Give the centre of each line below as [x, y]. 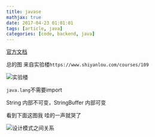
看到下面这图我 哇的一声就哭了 [44, 115]
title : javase [24, 12]
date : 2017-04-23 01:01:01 [40, 23]
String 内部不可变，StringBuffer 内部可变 [56, 103]
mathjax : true [24, 17]
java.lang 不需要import [34, 90]
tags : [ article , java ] [34, 28]
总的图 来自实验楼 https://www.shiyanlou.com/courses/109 [77, 65]
